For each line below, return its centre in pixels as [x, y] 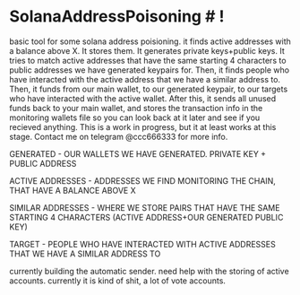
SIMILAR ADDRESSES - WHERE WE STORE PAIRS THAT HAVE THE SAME [145, 207]
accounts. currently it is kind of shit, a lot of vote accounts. [118, 281]
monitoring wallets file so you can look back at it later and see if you [135, 117]
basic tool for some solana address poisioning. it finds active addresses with [150, 41]
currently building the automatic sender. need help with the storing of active [149, 271]
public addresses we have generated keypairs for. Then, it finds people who [149, 70]
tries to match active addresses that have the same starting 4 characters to [148, 60]
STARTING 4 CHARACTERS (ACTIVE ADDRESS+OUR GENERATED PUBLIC [146, 217]
